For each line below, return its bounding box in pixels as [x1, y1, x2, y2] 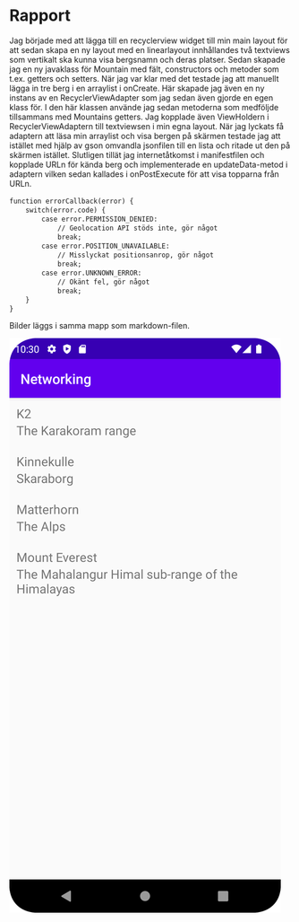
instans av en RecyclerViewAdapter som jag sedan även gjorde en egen [9, 92, 274, 103]
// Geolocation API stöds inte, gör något [56, 224, 218, 233]
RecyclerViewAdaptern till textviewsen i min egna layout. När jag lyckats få [9, 120, 285, 131]
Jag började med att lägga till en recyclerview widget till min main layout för [9, 35, 288, 46]
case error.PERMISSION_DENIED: [41, 215, 158, 224]
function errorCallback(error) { [9, 197, 134, 206]
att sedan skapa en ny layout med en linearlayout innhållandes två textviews [9, 44, 291, 55]
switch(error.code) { [25, 206, 106, 215]
